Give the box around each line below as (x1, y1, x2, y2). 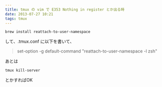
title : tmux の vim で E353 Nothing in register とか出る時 (5, 7, 125, 12)
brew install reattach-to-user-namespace (5, 30, 91, 35)
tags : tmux (5, 16, 27, 21)
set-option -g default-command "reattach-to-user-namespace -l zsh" (17, 48, 158, 54)
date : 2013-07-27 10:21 (5, 12, 54, 17)
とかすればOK (5, 77, 33, 83)
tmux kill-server (5, 68, 40, 73)
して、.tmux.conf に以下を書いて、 (5, 38, 75, 44)
